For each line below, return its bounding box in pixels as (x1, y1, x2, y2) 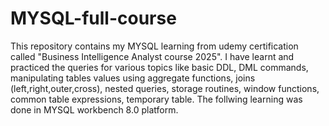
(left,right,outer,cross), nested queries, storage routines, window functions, (10, 82, 320, 94)
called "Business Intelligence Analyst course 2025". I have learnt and (10, 50, 295, 62)
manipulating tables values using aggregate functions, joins (10, 72, 256, 84)
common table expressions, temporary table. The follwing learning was (10, 93, 303, 105)
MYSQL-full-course (10, 7, 177, 30)
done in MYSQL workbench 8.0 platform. (10, 103, 179, 116)
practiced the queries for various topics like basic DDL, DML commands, (10, 61, 309, 73)
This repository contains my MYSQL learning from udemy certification (10, 40, 299, 52)
